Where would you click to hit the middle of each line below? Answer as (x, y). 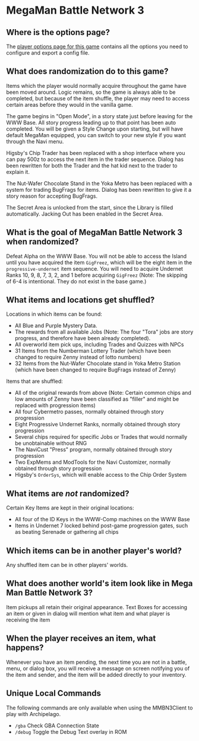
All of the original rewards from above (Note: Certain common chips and (103, 393)
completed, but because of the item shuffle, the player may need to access (98, 98)
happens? (25, 648)
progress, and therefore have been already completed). (83, 338)
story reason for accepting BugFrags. (52, 196)
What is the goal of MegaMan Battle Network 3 (94, 232)
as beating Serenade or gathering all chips (67, 532)
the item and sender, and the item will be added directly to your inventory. (96, 674)
